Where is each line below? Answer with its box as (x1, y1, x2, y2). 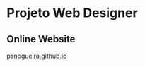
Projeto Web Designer (6, 5, 139, 21)
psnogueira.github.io (6, 51, 67, 60)
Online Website (6, 33, 76, 45)
